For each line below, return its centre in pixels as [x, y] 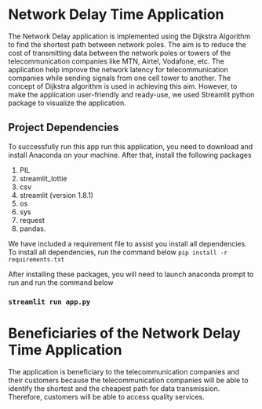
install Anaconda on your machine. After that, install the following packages [130, 155]
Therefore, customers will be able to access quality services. [107, 396]
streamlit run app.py [49, 301]
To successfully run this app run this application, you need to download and [131, 146]
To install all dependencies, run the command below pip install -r [118, 252]
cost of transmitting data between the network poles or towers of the [120, 53]
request [32, 220]
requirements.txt [36, 259]
